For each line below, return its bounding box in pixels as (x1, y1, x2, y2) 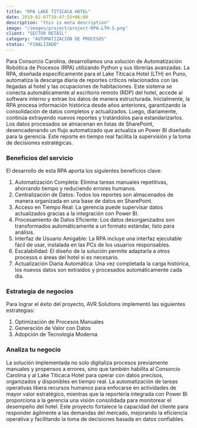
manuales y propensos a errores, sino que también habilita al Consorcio (6, 365, 181, 372)
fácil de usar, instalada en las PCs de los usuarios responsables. (14, 241, 171, 248)
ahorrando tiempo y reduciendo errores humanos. (14, 185, 137, 192)
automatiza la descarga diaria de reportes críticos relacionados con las (6, 76, 179, 83)
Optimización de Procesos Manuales (14, 318, 104, 325)
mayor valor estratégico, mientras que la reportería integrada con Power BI (6, 390, 188, 397)
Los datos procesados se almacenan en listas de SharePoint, (6, 120, 155, 127)
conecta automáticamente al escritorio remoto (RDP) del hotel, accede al (6, 89, 183, 96)
